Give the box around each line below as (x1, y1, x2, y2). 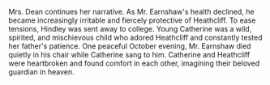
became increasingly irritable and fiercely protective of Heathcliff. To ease (8, 15, 256, 25)
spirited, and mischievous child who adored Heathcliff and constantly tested (8, 32, 263, 42)
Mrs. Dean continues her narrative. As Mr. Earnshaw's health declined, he (8, 7, 255, 16)
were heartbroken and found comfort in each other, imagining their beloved (8, 58, 260, 68)
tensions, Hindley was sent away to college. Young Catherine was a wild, (8, 24, 252, 33)
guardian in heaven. (8, 67, 75, 76)
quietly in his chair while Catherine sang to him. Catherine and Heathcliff (8, 50, 251, 59)
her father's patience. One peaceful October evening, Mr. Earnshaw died (8, 41, 251, 51)
